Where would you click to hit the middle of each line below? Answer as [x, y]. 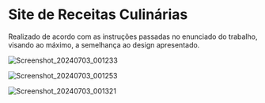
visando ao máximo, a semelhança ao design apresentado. [104, 44]
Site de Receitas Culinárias [98, 15]
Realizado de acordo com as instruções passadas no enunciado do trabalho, [133, 36]
